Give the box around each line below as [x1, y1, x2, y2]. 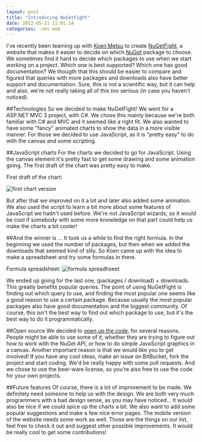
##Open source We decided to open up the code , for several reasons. [6, 327, 180, 335]
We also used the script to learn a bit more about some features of [6, 203, 171, 211]
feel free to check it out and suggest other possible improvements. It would [6, 422, 193, 429]
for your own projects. [6, 372, 62, 379]
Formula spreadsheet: [6, 265, 61, 272]
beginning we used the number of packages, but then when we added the [6, 241, 191, 248]
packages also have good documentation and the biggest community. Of [6, 303, 188, 310]
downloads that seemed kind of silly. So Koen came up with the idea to [6, 247, 182, 254]
